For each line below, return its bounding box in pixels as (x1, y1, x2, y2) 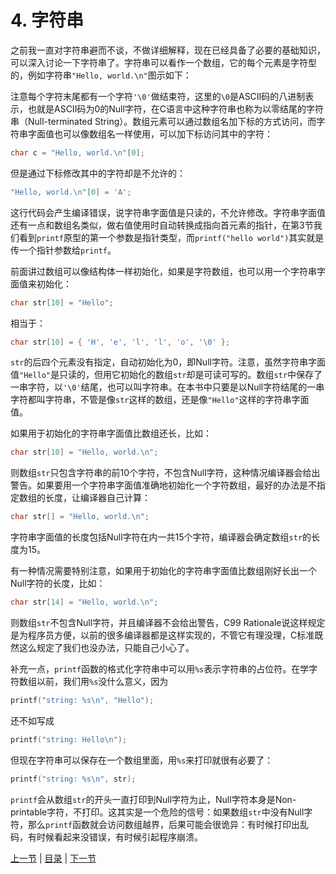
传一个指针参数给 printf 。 (10, 244, 117, 256)
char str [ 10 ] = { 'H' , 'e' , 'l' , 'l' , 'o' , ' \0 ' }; (10, 337, 231, 347)
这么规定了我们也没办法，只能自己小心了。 (18, 642, 195, 654)
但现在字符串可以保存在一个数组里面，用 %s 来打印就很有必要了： (10, 754, 274, 766)
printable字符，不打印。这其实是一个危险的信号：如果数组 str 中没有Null (10, 806, 305, 818)
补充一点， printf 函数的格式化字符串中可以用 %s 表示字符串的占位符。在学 (10, 663, 310, 675)
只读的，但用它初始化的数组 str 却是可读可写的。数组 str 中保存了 (59, 369, 323, 381)
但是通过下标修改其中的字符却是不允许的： (10, 167, 186, 179)
